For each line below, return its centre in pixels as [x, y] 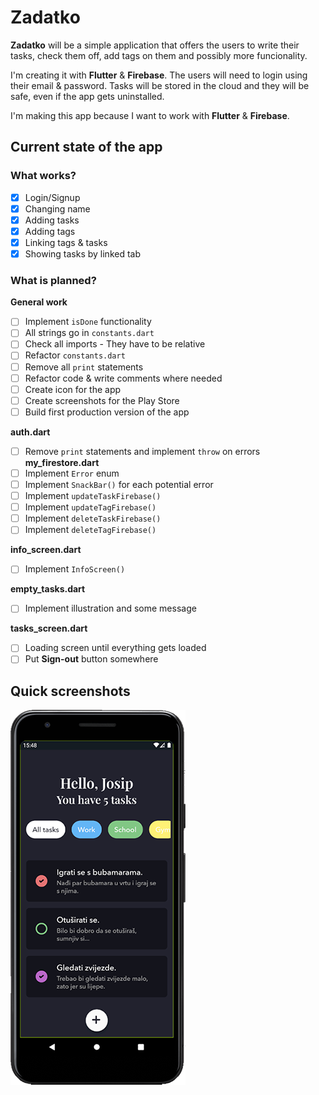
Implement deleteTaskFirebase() [93, 518]
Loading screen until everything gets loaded [115, 648]
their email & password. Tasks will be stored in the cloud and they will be [160, 85]
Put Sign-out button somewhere [91, 659]
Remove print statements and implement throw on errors [142, 451]
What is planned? [53, 280]
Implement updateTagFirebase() [90, 507]
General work [39, 302]
